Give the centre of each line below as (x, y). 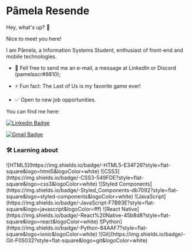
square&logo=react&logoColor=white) (52, 222)
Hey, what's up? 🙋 (28, 27)
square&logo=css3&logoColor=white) (52, 184)
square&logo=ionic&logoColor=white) (52, 234)
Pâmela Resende (48, 11)
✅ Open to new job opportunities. (55, 99)
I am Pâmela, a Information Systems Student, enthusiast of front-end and (95, 50)
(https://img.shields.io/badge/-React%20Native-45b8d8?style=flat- (88, 215)
